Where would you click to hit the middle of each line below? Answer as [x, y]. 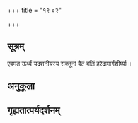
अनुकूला [21, 87]
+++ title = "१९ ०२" [35, 10]
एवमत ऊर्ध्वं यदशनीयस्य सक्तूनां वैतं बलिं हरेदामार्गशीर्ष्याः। [70, 64]
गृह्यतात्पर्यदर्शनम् [34, 110]
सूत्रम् [16, 46]
